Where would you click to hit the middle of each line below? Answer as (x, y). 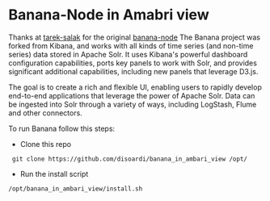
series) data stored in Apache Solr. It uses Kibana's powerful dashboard (128, 54)
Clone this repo (45, 144)
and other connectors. (45, 113)
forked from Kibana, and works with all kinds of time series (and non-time (131, 45)
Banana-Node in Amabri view (109, 15)
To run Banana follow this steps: (62, 128)
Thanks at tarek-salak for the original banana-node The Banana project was (135, 37)
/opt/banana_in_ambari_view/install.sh (76, 188)
